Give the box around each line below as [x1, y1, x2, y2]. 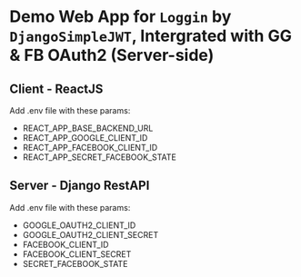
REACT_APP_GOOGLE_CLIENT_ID [22, 133, 148, 143]
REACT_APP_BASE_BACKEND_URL [22, 123, 154, 134]
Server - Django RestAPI [9, 178, 150, 193]
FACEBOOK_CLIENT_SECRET [22, 248, 132, 260]
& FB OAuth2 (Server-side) [9, 45, 215, 65]
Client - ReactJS [9, 81, 104, 96]
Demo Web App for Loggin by [9, 6, 232, 27]
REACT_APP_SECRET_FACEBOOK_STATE [22, 152, 177, 163]
